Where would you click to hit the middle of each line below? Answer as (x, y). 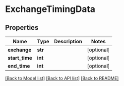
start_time (20, 58)
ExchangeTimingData (50, 9)
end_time (19, 66)
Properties (22, 28)
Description (68, 42)
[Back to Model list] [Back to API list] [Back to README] (62, 78)
